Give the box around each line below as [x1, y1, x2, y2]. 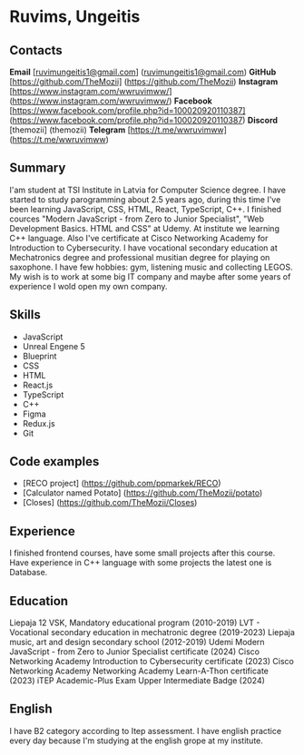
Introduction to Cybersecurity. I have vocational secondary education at [9, 242, 279, 253]
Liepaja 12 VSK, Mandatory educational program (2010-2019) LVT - [9, 617, 260, 628]
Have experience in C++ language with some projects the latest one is [9, 557, 272, 568]
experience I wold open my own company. [9, 280, 168, 291]
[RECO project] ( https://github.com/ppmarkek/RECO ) [22, 478, 221, 489]
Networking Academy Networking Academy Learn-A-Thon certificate [9, 665, 270, 677]
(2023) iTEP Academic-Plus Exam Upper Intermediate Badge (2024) [9, 675, 266, 686]
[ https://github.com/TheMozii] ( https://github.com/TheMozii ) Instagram [9, 76, 279, 87]
